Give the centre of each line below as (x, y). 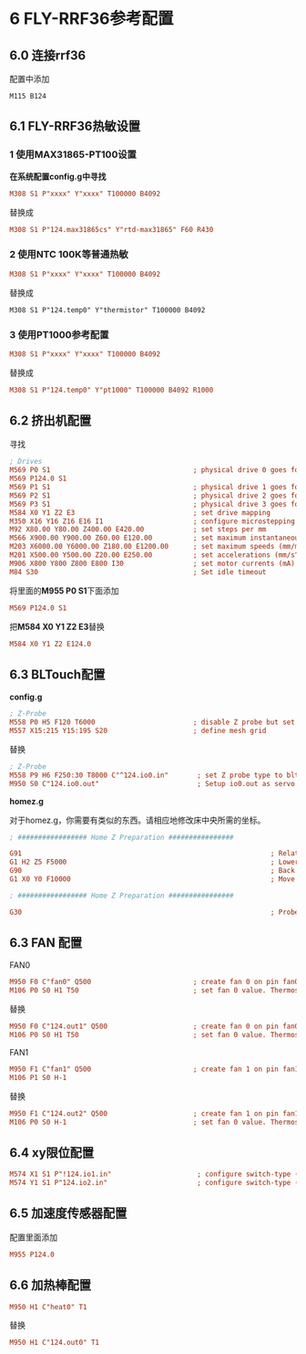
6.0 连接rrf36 (48, 55)
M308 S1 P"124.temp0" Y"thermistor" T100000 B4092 (107, 310)
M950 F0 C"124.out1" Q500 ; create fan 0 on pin (144, 1027)
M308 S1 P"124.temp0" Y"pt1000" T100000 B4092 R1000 (112, 390)
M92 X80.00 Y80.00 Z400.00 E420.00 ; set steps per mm (138, 530)
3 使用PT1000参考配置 (59, 334)
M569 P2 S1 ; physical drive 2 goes (148, 495)
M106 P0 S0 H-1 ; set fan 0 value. (138, 1122)
